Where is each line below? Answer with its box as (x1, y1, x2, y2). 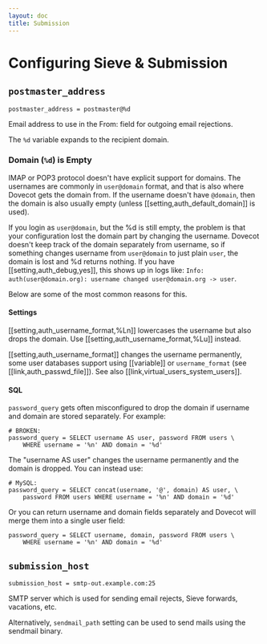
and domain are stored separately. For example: (8, 411, 166, 422)
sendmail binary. (8, 626, 63, 636)
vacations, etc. (8, 602, 58, 612)
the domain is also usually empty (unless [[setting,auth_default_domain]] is (8, 198, 256, 208)
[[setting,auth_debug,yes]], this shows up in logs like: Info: (8, 265, 204, 275)
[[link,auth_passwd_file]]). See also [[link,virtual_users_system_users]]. (8, 367, 242, 376)
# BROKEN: (8, 427, 42, 435)
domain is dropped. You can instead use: (8, 463, 144, 474)
